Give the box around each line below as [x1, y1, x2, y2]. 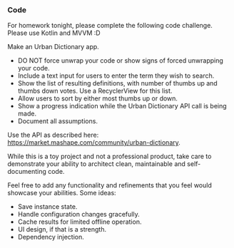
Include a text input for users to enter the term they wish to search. [17, 71, 215, 80]
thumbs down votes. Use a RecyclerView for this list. [17, 87, 173, 95]
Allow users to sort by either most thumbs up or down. [17, 94, 178, 103]
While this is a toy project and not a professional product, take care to [7, 152, 212, 161]
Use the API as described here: [7, 130, 99, 140]
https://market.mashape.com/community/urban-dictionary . [7, 138, 180, 147]
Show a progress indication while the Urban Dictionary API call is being [17, 102, 227, 110]
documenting [7, 167, 46, 176]
